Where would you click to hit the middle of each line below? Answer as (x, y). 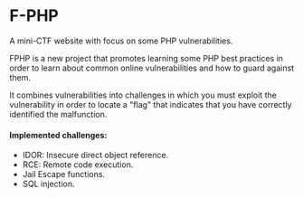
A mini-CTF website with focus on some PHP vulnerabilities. (121, 41)
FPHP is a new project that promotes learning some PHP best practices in (146, 58)
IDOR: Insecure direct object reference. (95, 156)
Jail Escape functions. (64, 174)
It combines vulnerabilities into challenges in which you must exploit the (143, 95)
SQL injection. (48, 184)
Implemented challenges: (58, 135)
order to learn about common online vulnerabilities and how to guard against (152, 68)
